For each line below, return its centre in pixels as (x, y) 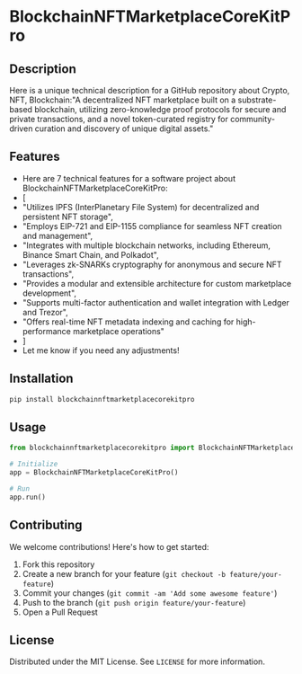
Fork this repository (58, 564)
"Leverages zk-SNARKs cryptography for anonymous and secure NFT (152, 264)
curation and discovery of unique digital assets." (124, 129)
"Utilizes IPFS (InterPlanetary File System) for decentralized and (141, 207)
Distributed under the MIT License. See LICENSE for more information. (137, 661)
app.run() (28, 497)
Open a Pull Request (60, 612)
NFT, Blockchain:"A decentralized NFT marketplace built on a (123, 100)
